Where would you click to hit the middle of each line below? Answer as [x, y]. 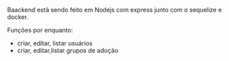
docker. [18, 17]
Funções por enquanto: [40, 30]
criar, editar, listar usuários [55, 43]
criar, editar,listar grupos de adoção [68, 50]
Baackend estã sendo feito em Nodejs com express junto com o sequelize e [115, 10]
